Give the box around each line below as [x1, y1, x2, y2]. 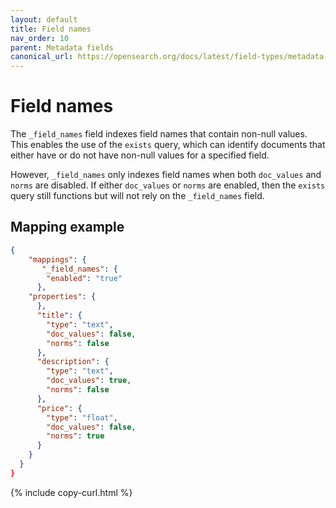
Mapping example [10, 219, 125, 236]
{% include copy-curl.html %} [10, 486, 133, 498]
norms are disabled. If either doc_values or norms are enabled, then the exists [10, 179, 326, 191]
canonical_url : [10, 52, 74, 62]
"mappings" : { [28, 254, 87, 265]
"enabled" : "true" [46, 273, 123, 283]
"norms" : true [46, 431, 105, 441]
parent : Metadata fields [10, 42, 114, 53]
